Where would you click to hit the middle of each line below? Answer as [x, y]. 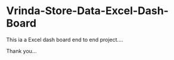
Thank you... [21, 51]
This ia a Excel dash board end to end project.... [65, 39]
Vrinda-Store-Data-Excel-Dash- [87, 11]
